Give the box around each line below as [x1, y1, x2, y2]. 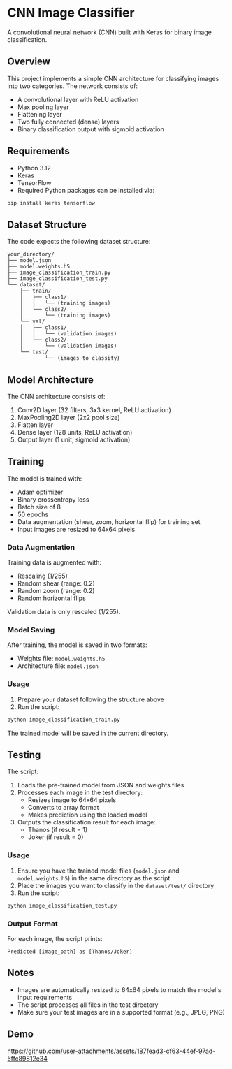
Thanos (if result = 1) [27, 826, 88, 834]
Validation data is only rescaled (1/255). [7, 608, 121, 616]
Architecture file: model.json [17, 662, 99, 670]
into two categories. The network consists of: [7, 82, 138, 90]
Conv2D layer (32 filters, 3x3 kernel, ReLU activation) [17, 406, 171, 414]
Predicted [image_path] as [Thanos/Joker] [7, 948, 133, 955]
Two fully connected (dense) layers [17, 117, 119, 126]
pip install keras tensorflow [7, 199, 96, 207]
